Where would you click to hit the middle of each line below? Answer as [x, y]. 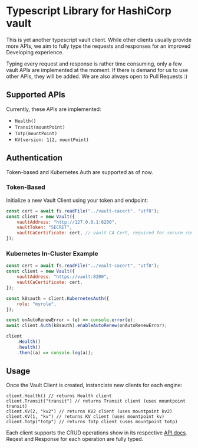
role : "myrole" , [37, 304]
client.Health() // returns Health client [59, 396]
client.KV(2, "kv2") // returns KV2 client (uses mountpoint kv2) [89, 411]
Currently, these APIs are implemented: [54, 109]
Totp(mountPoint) [36, 133]
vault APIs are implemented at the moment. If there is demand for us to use [97, 70]
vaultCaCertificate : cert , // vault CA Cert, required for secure [100, 233]
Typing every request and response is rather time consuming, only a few [94, 64]
